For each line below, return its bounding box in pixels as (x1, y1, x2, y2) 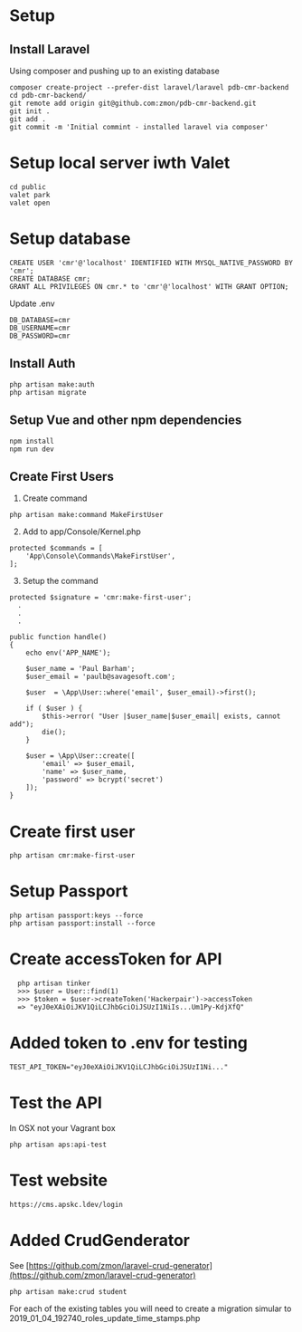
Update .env (9, 298, 56, 309)
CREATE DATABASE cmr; (9, 273, 91, 283)
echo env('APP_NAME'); (25, 648, 111, 657)
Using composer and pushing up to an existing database (9, 65, 220, 76)
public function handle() (9, 633, 107, 642)
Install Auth (9, 356, 76, 371)
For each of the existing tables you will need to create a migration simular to (9, 1303, 292, 1314)
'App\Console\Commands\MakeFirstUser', (25, 551, 176, 561)
